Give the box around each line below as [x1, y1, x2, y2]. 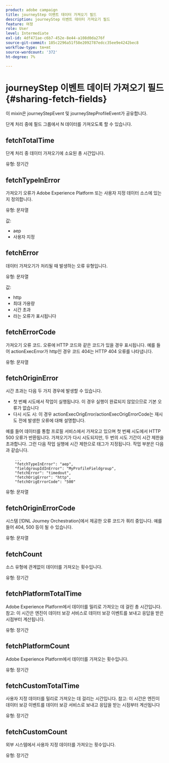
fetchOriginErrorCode [6, 503, 75, 513]
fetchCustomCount [6, 728, 67, 736]
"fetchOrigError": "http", [15, 475, 71, 480]
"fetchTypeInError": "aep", [15, 462, 73, 467]
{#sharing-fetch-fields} [6, 93, 107, 105]
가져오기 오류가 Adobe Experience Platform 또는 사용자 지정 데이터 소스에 [6, 190, 152, 196]
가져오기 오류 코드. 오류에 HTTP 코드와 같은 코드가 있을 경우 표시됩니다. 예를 [6, 342, 155, 348]
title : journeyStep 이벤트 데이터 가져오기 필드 [6, 12, 97, 17]
